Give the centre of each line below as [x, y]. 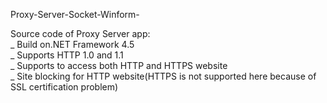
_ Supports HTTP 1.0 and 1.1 [67, 55]
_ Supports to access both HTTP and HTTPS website [119, 65]
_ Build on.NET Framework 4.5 [72, 44]
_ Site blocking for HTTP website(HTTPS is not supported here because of [163, 76]
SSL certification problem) [64, 87]
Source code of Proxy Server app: [80, 33]
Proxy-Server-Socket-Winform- [75, 14]
